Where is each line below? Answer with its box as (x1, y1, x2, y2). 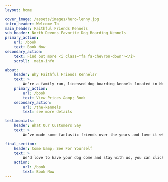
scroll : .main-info (14, 58, 55, 63)
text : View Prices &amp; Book (23, 95, 86, 100)
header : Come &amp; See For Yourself (14, 146, 93, 151)
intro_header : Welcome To (5, 21, 59, 26)
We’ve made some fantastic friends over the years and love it (23, 132, 157, 137)
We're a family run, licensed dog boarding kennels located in (23, 81, 157, 87)
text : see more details (23, 109, 72, 114)
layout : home (5, 7, 32, 13)
